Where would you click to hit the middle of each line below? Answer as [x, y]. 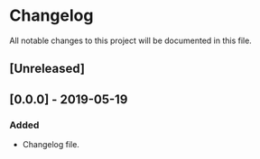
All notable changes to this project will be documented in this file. [131, 40]
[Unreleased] [47, 69]
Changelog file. [51, 145]
